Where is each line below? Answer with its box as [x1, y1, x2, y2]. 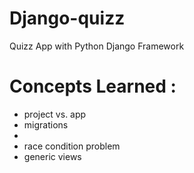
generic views [23, 150, 82, 162]
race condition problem [23, 140, 121, 152]
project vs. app [23, 108, 87, 120]
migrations [23, 118, 69, 131]
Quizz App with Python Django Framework [9, 40, 185, 52]
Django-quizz [9, 7, 126, 30]
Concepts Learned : [9, 75, 177, 98]
